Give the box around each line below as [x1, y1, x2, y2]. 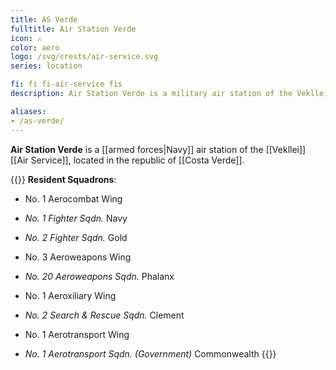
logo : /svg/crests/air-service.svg [10, 52, 159, 62]
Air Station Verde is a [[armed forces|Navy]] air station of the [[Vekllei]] [10, 143, 307, 155]
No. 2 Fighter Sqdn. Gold [24, 231, 128, 243]
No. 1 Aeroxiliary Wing [24, 289, 117, 301]
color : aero [10, 42, 60, 53]
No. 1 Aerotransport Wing [24, 328, 130, 340]
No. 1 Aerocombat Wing [24, 192, 123, 205]
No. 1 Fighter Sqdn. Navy [24, 212, 128, 224]
